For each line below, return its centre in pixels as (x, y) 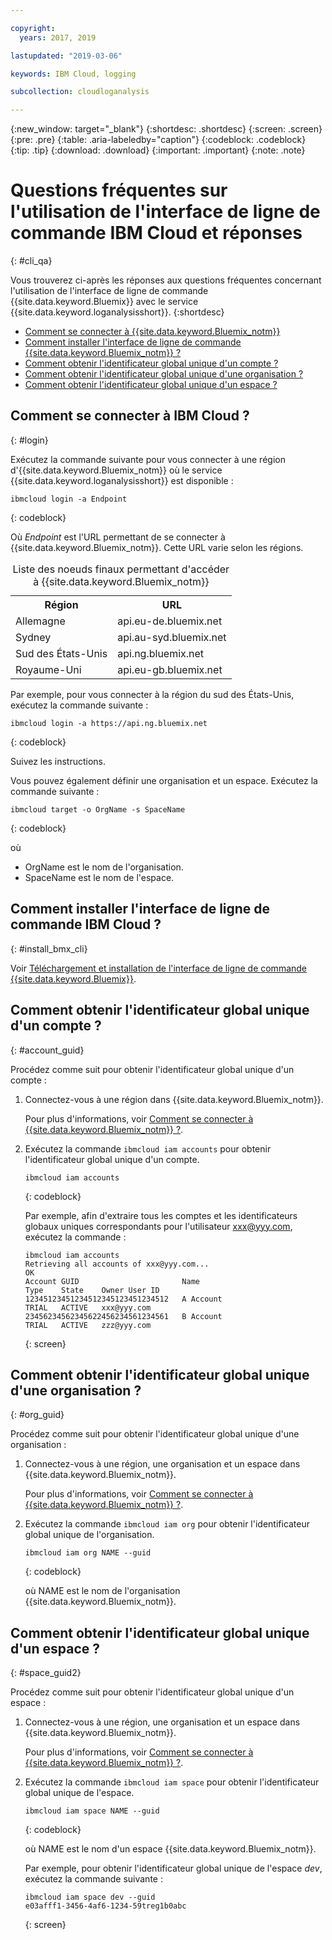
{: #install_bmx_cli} (49, 948)
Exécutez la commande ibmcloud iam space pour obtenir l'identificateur (172, 1782)
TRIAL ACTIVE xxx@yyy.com (88, 1307)
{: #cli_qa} (31, 261)
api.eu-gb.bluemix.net (170, 669)
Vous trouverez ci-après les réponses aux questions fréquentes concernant (166, 280)
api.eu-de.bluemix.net (170, 621)
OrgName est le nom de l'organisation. (104, 867)
